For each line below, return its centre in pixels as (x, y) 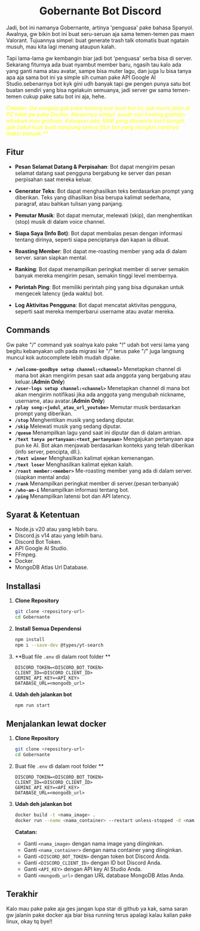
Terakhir (22, 894)
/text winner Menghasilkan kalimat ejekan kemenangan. (84, 458)
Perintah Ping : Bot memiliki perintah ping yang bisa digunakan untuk (99, 287)
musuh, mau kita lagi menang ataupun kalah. (61, 47)
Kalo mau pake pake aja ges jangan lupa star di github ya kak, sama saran (97, 908)
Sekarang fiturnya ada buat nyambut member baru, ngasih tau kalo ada (94, 65)
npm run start (32, 705)
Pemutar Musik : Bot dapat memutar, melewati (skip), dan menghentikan (104, 215)
